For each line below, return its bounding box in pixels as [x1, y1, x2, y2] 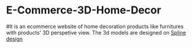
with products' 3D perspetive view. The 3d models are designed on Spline [6, 29, 186, 36]
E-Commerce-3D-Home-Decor [6, 4, 161, 17]
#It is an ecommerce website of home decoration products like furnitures [6, 23, 184, 30]
